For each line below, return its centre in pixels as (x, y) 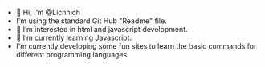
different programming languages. (73, 55)
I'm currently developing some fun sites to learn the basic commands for (136, 46)
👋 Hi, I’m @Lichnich (48, 12)
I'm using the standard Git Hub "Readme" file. (91, 21)
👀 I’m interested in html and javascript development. (102, 29)
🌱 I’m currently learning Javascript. (74, 37)
